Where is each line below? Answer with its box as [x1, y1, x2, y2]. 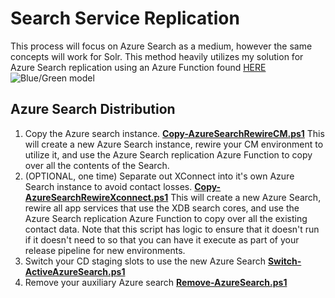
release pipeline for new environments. [24, 244, 186, 256]
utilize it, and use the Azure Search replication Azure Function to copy [24, 148, 313, 161]
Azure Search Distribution [10, 101, 176, 118]
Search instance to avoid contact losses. [24, 180, 193, 192]
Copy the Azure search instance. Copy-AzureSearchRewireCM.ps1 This [24, 127, 325, 139]
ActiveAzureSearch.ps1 [24, 265, 126, 277]
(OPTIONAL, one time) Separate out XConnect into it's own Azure [24, 170, 295, 182]
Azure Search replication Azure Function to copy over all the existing [24, 212, 308, 224]
